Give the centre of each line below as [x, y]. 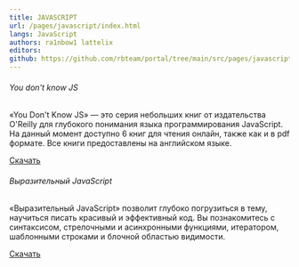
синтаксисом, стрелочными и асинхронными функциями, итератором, [144, 227]
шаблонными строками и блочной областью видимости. [117, 237]
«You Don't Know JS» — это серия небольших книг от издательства [138, 115]
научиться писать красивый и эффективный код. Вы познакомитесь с [142, 218]
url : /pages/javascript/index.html [75, 26]
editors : [25, 51]
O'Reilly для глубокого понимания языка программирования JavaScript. [146, 125]
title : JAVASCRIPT [43, 17]
